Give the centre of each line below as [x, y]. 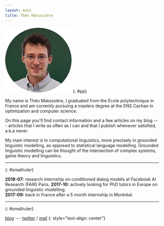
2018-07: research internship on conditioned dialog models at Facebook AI [81, 179]
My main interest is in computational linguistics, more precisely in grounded [81, 140]
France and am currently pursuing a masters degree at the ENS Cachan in [79, 106]
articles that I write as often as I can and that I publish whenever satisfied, [82, 125]
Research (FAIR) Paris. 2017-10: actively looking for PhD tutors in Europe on [81, 184]
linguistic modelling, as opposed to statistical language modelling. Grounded [82, 145]
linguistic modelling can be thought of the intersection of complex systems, [81, 151]
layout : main [18, 10]
